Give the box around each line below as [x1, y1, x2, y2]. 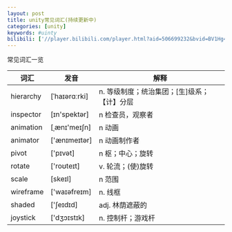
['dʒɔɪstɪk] [50, 213, 85, 222]
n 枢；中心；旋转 [99, 149, 154, 158]
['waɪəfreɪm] [50, 187, 92, 197]
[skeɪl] [50, 174, 72, 184]
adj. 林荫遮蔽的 [99, 200, 147, 210]
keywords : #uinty [7, 29, 57, 36]
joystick [10, 213, 36, 222]
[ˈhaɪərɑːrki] [50, 92, 88, 101]
